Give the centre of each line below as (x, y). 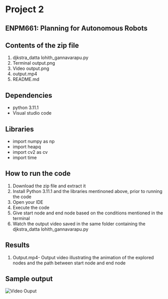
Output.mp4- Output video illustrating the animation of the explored (83, 257)
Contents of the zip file (42, 45)
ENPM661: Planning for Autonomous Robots (76, 28)
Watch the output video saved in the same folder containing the (79, 224)
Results (18, 245)
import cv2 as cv (30, 152)
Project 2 (25, 9)
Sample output (29, 279)
